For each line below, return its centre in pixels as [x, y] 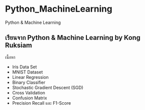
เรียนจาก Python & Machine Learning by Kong [73, 38]
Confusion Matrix [30, 98]
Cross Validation [29, 92]
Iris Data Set [24, 67]
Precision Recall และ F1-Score [41, 103]
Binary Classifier [29, 82]
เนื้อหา [10, 57]
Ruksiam [19, 46]
